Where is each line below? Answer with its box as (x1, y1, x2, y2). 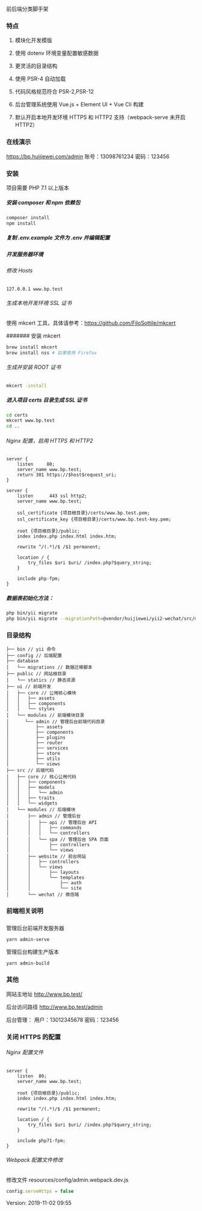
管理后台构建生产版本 (6, 948, 59, 956)
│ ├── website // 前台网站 (6, 853, 87, 859)
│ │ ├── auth (6, 880, 82, 886)
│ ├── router (6, 740, 63, 746)
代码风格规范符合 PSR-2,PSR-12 (14, 88, 94, 95)
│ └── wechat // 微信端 (6, 891, 79, 898)
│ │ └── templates (6, 875, 85, 881)
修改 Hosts (6, 266, 33, 274)
